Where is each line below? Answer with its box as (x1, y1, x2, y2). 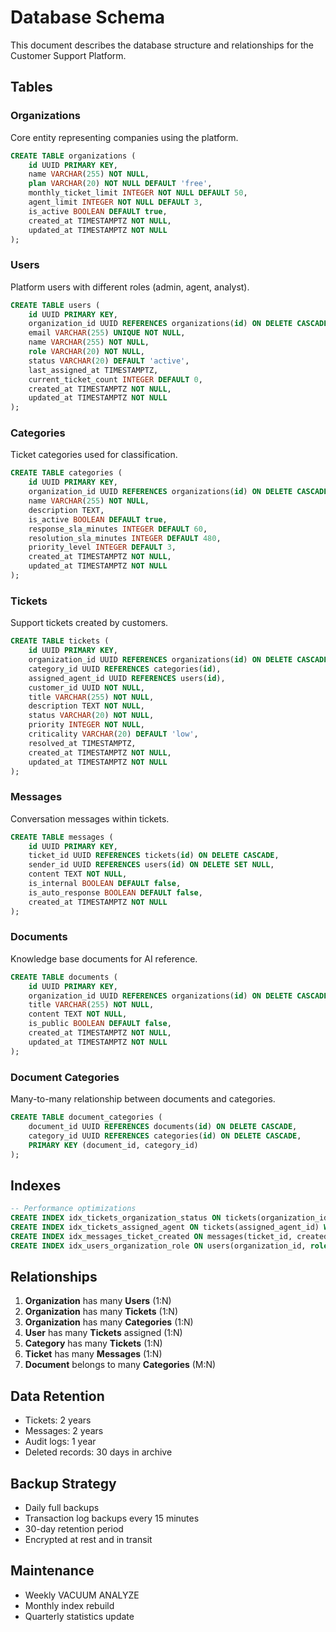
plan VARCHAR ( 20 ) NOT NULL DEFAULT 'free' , (28, 179, 213, 189)
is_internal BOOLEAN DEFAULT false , (28, 879, 182, 889)
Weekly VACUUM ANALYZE (24, 1589, 140, 1601)
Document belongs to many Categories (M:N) (24, 1359, 217, 1371)
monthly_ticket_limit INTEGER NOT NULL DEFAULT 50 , (28, 188, 248, 198)
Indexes (10, 1177, 62, 1194)
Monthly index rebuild (24, 1599, 115, 1611)
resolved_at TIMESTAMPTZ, (28, 738, 137, 748)
